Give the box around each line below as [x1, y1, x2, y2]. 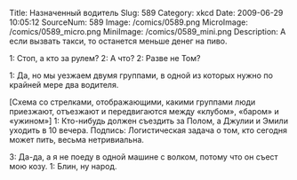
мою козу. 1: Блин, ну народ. [9, 161, 117, 171]
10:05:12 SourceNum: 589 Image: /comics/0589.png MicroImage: [9, 17, 249, 27]
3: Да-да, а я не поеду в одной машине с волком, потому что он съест [9, 152, 278, 162]
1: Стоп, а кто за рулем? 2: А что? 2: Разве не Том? [9, 53, 201, 63]
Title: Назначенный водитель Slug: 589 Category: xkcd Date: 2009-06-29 [9, 8, 284, 18]
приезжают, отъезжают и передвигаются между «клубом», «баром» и [9, 106, 279, 116]
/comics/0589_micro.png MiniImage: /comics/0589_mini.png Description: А [9, 27, 286, 36]
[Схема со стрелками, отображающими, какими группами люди [9, 97, 256, 107]
